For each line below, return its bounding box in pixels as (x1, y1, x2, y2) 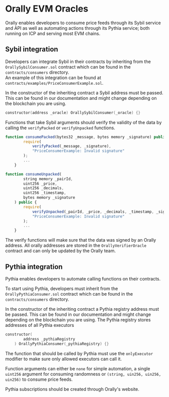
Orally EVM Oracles (5, 3, 89, 15)
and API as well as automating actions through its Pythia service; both (5, 25, 150, 31)
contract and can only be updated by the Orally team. (5, 248, 116, 254)
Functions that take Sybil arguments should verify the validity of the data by (5, 119, 162, 125)
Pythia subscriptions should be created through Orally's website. (5, 386, 140, 392)
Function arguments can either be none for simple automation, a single (5, 365, 150, 371)
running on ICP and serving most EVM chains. (5, 30, 101, 36)
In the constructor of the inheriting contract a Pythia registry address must (5, 306, 159, 312)
